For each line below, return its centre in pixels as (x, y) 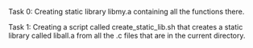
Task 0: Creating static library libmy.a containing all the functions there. (126, 12)
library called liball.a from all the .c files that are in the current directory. (127, 36)
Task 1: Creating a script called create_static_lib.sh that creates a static (126, 27)
